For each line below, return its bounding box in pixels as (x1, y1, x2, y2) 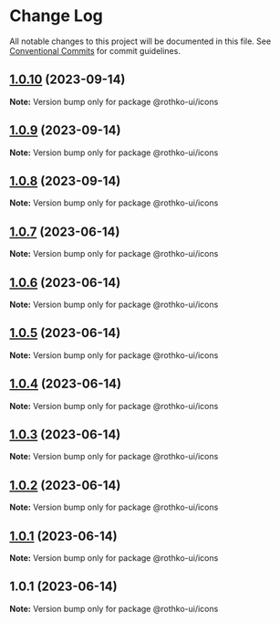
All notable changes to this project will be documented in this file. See (9, 36, 272, 47)
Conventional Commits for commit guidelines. (9, 45, 181, 56)
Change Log (9, 5, 103, 26)
